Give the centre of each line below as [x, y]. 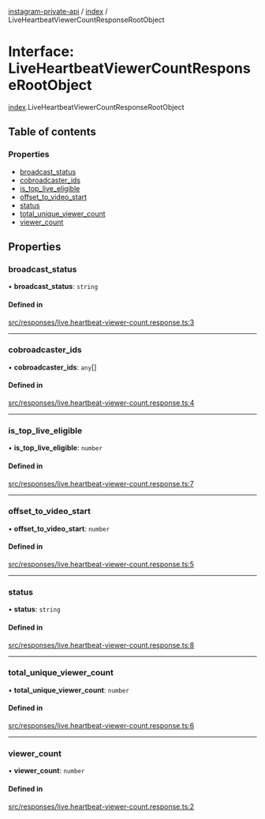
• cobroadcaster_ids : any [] [52, 367]
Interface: [41, 52]
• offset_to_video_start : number [59, 528]
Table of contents [52, 132]
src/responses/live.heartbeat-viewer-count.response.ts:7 [101, 483]
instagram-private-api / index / [58, 11]
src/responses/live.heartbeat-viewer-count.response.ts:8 [101, 645]
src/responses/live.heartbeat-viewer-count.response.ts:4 [101, 403]
